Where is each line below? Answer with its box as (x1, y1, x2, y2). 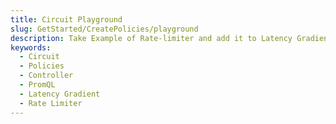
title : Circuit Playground (10, 14, 123, 25)
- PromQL (19, 80, 56, 90)
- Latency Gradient (19, 89, 101, 99)
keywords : (10, 42, 52, 53)
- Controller (19, 71, 74, 81)
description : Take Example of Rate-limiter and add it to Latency (10, 33, 293, 43)
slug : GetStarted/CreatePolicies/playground (10, 24, 199, 34)
